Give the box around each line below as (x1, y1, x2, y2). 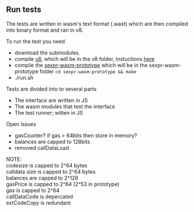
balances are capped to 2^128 (6, 174, 79, 181)
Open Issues (6, 120, 37, 128)
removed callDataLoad (14, 144, 69, 151)
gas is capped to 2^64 (6, 187, 60, 194)
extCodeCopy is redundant (6, 199, 71, 206)
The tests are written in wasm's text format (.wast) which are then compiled (6, 20, 188, 27)
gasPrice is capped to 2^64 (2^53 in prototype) (6, 180, 120, 187)
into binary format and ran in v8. (6, 26, 84, 33)
